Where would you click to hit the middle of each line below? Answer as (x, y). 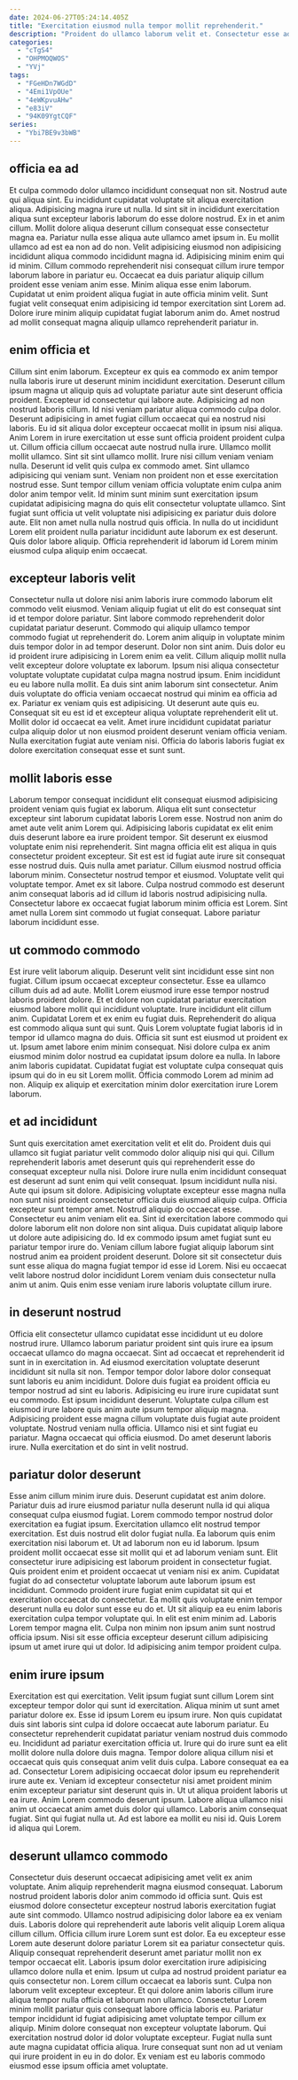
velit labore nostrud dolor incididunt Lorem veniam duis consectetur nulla (143, 1275)
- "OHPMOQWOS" (43, 59)
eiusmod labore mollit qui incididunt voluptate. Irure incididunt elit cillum (141, 1009)
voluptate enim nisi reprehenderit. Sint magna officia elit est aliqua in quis (143, 847)
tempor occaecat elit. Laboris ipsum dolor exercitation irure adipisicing (138, 1962)
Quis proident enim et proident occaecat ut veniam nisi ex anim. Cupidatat (145, 1572)
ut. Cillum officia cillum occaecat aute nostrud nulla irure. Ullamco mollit (140, 447)
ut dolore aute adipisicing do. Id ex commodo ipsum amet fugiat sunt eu (141, 1237)
